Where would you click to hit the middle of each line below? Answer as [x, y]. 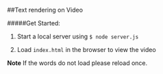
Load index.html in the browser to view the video [86, 50]
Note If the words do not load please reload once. [77, 63]
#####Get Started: [34, 23]
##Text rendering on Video [45, 10]
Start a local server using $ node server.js [78, 36]
